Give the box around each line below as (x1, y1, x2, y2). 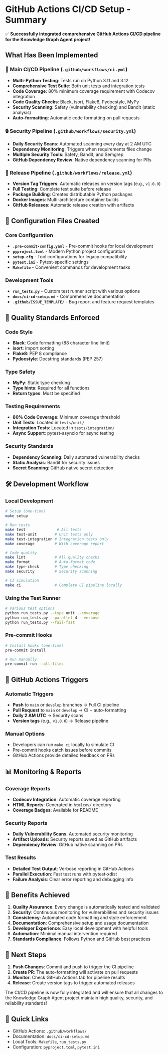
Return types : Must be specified (12, 390, 80, 397)
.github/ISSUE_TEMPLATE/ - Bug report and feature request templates (12, 299, 154, 305)
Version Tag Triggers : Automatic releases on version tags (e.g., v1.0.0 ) (12, 181, 161, 187)
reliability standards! (5, 1000, 47, 1006)
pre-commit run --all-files (5, 661, 64, 666)
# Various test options (5, 606, 55, 611)
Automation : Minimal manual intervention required (12, 931, 117, 937)
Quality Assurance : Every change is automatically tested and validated (12, 904, 160, 910)
